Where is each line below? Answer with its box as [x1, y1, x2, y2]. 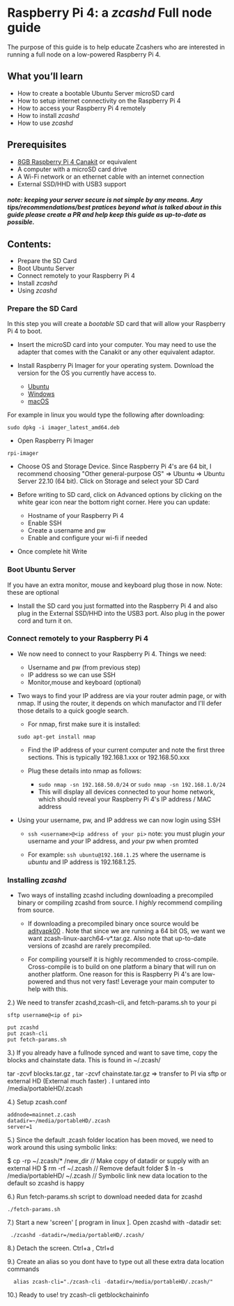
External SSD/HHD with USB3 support [17, 179, 127, 188]
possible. [7, 218, 35, 226]
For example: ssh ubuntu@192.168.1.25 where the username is [27, 850, 206, 859]
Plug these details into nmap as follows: [27, 766, 142, 775]
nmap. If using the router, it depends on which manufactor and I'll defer [17, 699, 222, 707]
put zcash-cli [7, 1030, 49, 1037]
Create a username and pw [27, 526, 106, 535]
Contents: [7, 238, 52, 250]
